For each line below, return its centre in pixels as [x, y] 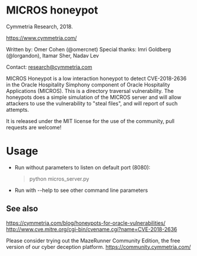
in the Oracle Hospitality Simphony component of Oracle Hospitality [88, 84]
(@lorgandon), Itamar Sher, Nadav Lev [53, 55]
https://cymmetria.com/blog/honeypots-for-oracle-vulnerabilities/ [86, 223]
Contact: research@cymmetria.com [49, 67]
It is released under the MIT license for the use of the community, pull [90, 121]
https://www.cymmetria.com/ [42, 38]
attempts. [18, 109]
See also [22, 209]
